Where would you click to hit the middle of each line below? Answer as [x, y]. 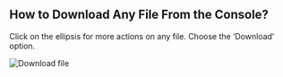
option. [22, 46]
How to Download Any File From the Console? [139, 15]
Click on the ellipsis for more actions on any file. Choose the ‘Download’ [142, 36]
